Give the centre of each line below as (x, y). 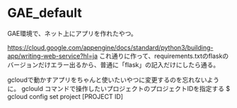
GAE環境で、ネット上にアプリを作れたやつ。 (73, 33)
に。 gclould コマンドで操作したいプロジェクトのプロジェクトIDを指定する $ (119, 88)
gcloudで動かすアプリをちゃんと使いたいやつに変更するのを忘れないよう (113, 80)
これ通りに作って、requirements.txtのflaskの (164, 56)
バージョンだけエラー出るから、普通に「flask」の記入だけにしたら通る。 (114, 64)
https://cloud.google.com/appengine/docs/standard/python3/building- (110, 47)
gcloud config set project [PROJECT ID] (65, 96)
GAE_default (45, 13)
